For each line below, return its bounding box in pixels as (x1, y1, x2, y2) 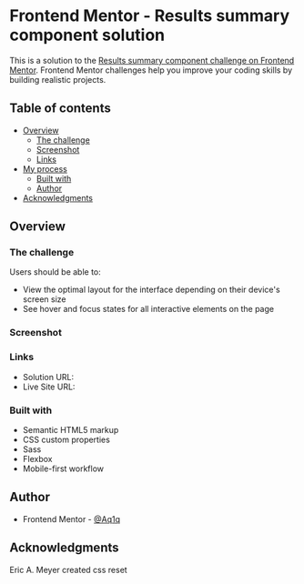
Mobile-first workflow (22, 463, 105, 474)
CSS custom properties (22, 434, 111, 445)
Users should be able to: (9, 267, 102, 277)
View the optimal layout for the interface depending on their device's (22, 284, 280, 296)
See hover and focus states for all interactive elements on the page (22, 304, 275, 315)
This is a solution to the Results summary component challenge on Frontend (9, 55, 295, 65)
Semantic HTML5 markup (22, 424, 119, 435)
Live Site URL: (22, 381, 76, 392)
